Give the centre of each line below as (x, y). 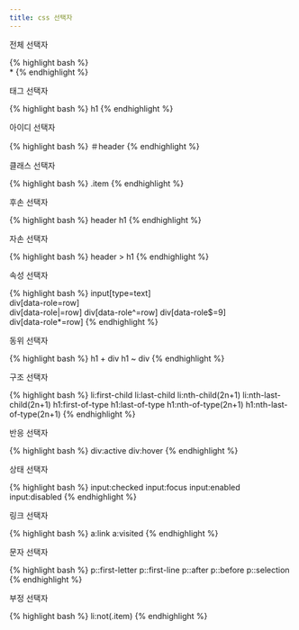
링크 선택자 (29, 515)
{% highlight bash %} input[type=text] (80, 292)
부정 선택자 (29, 598)
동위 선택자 (29, 340)
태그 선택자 (29, 90)
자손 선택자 (29, 238)
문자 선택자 (29, 552)
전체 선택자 (29, 44)
